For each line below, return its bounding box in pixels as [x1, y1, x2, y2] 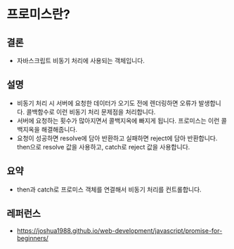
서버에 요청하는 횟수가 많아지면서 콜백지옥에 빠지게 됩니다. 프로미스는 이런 [16, 116, 220, 125]
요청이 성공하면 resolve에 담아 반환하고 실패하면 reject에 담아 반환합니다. [16, 134, 218, 142]
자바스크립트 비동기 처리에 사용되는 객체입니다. [16, 57, 145, 65]
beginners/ [16, 234, 48, 243]
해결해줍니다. [41, 125, 78, 133]
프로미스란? [6, 6, 71, 22]
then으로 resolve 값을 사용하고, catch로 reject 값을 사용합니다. [16, 142, 190, 151]
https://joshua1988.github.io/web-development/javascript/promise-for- [16, 227, 223, 235]
